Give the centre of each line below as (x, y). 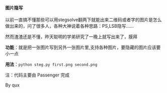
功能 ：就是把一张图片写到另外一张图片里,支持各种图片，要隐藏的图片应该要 (83, 47)
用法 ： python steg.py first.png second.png (51, 64)
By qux (13, 85)
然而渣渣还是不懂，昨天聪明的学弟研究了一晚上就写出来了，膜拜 (71, 37)
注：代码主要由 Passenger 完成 (37, 75)
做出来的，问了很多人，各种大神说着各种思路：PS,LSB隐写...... (70, 26)
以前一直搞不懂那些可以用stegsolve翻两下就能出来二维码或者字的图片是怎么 (83, 20)
